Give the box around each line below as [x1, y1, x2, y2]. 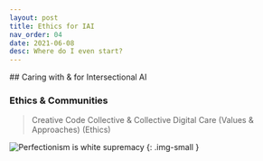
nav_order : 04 [9, 30, 63, 39]
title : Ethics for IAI [9, 22, 95, 31]
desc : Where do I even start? [9, 47, 124, 56]
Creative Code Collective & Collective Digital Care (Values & [31, 115, 255, 126]
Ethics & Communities [9, 94, 108, 107]
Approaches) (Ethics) [31, 124, 111, 136]
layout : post [9, 13, 59, 23]
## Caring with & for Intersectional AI [9, 71, 147, 82]
